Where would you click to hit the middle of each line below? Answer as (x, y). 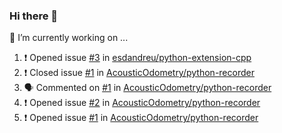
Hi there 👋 (34, 16)
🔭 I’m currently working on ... (69, 38)
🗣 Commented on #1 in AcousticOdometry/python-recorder (147, 88)
